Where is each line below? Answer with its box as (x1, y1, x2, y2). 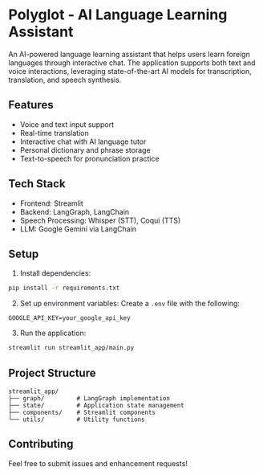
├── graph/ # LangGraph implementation (8, 394, 171, 403)
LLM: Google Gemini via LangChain (19, 223, 137, 234)
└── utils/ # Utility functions (8, 416, 146, 424)
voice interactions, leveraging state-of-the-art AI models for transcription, (8, 66, 252, 76)
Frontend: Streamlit (19, 199, 84, 208)
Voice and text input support (19, 119, 115, 129)
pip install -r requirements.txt (8, 284, 120, 293)
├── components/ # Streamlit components (8, 408, 156, 416)
